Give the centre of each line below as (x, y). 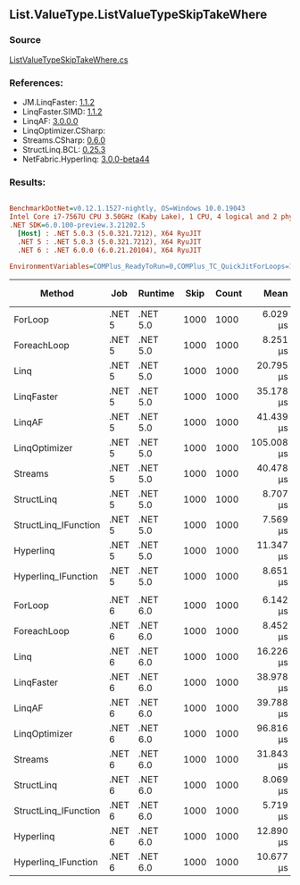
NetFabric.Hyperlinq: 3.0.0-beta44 (86, 159)
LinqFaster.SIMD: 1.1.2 (62, 112)
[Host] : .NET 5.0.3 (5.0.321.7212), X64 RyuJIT (109, 233)
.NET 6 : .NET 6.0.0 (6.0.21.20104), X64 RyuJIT (109, 250)
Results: (28, 182)
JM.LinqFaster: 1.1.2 (58, 102)
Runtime (156, 294)
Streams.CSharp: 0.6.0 (63, 140)
